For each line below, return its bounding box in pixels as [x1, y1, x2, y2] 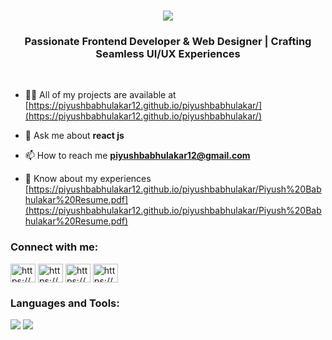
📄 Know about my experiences [24, 173, 152, 185]
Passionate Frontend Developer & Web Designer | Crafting [24, 35, 312, 49]
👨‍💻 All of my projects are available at [24, 89, 177, 101]
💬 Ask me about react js [24, 130, 125, 142]
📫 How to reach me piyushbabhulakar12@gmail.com [24, 150, 251, 162]
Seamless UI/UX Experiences [95, 47, 241, 61]
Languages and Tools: [10, 296, 120, 310]
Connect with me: [10, 240, 99, 254]
